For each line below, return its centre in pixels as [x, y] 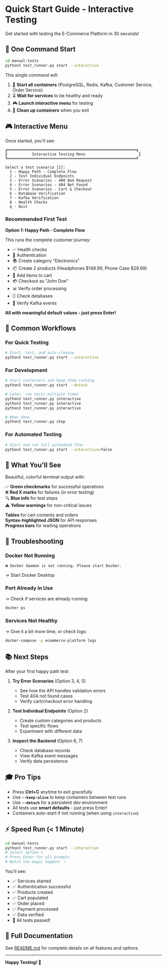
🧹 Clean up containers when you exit [51, 110]
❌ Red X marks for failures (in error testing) [50, 492]
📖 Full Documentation [39, 936]
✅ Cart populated [30, 898]
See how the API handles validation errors [63, 691]
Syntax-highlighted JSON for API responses [51, 520]
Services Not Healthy [32, 621]
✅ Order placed [28, 904]
